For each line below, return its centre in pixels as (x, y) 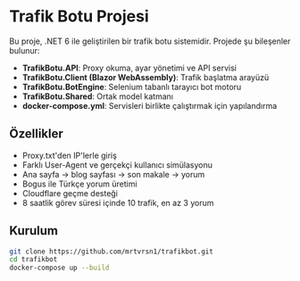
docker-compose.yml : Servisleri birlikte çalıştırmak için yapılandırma (150, 105)
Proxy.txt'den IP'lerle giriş (70, 155)
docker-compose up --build (59, 268)
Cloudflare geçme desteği (70, 193)
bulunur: (25, 50)
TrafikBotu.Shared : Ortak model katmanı (98, 96)
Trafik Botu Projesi (79, 17)
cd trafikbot (33, 260)
